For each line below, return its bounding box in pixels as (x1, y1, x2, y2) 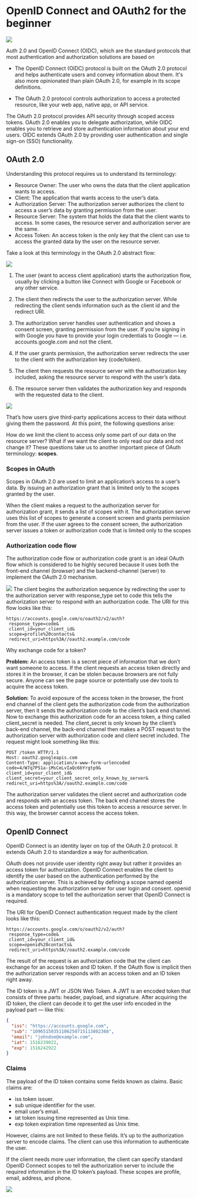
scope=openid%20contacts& (8, 942, 72, 948)
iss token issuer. (14, 1095, 54, 1102)
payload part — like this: (6, 1006, 65, 1013)
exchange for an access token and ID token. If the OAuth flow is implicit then (6, 963, 191, 971)
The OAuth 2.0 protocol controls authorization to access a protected (14, 95, 181, 102)
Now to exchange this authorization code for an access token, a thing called (6, 713, 191, 720)
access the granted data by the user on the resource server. (14, 238, 161, 245)
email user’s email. (14, 1107, 60, 1115)
